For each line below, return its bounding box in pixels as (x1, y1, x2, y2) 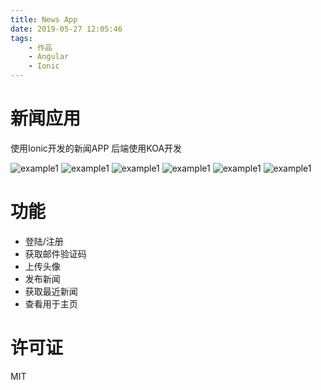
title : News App (10, 14, 78, 25)
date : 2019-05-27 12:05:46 (10, 24, 123, 34)
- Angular (28, 52, 70, 62)
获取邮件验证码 (24, 247, 87, 260)
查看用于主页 (24, 297, 78, 310)
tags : (10, 33, 33, 43)
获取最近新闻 (24, 285, 78, 297)
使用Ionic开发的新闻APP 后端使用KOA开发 (10, 142, 183, 154)
